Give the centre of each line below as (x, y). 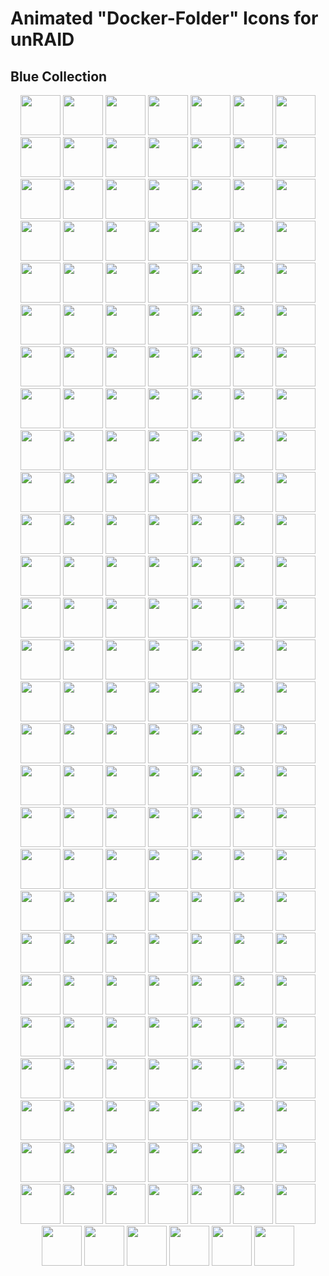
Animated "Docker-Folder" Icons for (164, 18)
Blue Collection (59, 76)
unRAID (42, 39)
